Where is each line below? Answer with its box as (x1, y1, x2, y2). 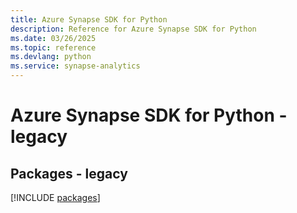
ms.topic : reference (10, 42, 97, 53)
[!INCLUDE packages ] (10, 192, 101, 203)
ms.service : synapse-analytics (10, 61, 141, 71)
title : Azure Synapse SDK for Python (10, 14, 168, 25)
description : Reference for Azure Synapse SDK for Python (10, 24, 257, 34)
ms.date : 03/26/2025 (10, 33, 97, 43)
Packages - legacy (10, 165, 128, 182)
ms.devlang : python (10, 52, 92, 62)
